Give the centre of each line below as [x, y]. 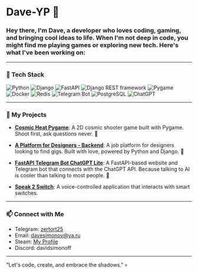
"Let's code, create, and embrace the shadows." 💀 [67, 265]
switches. [26, 193]
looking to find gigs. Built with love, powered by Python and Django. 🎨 [99, 151]
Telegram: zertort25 [39, 229]
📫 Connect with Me [35, 214]
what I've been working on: [46, 52]
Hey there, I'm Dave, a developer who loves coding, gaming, [94, 31]
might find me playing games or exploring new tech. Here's [92, 45]
